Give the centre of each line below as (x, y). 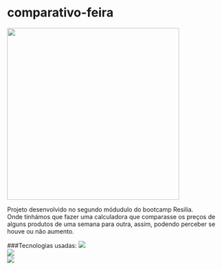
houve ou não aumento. (41, 231)
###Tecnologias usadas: (42, 245)
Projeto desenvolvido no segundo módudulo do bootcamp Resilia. (100, 209)
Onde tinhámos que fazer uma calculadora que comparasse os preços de (111, 216)
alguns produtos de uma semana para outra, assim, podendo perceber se (111, 224)
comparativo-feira (60, 13)
